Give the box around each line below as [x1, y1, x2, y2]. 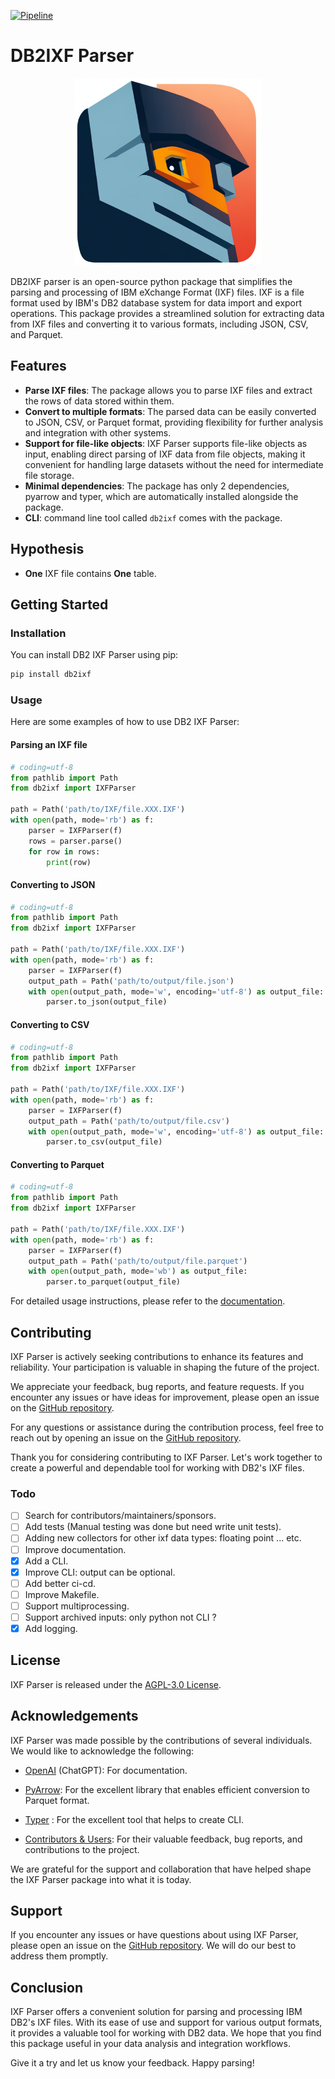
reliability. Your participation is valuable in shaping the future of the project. [10, 1361, 320, 1374]
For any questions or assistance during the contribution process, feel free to [10, 1421, 324, 1434]
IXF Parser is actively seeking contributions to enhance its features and [10, 1351, 304, 1363]
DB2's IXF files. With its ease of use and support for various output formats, [10, 2016, 323, 2029]
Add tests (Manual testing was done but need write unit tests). [24, 1521, 282, 1533]
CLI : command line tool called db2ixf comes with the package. [24, 511, 283, 524]
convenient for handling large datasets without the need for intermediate [24, 458, 324, 470]
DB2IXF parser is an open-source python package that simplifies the [10, 275, 293, 287]
